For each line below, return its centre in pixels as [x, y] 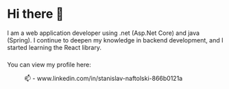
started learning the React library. [54, 47]
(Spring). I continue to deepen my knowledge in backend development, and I [115, 40]
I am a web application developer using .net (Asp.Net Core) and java [104, 33]
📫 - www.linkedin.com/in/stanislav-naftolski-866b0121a [104, 78]
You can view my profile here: [49, 64]
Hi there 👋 [35, 14]
